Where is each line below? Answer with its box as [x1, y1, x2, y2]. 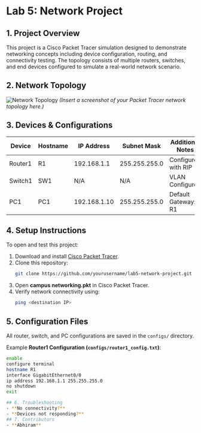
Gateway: [169, 197, 196, 206]
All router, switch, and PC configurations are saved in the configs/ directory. [6, 332, 194, 339]
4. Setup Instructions [6, 225, 87, 236]
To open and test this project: [6, 241, 79, 248]
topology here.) [6, 103, 44, 110]
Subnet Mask [122, 142, 162, 150]
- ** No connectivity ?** [6, 405, 66, 411]
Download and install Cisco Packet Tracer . [14, 253, 120, 260]
